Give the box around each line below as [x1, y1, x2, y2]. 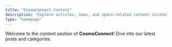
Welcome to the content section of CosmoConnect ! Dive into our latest [5, 31, 156, 37]
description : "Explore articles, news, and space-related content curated [5, 12, 168, 17]
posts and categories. [5, 36, 51, 42]
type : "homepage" [5, 17, 42, 22]
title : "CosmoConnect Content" [5, 7, 72, 13]
